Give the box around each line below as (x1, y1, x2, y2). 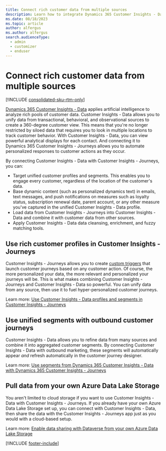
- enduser (10, 48, 30, 53)
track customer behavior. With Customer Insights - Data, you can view (5, 133, 148, 138)
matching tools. (12, 225, 44, 231)
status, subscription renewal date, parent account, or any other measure (12, 199, 160, 205)
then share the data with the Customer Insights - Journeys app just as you (5, 410, 157, 416)
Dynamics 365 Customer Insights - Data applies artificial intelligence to (5, 106, 150, 112)
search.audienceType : (5, 35, 50, 40)
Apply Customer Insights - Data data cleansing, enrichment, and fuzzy (12, 220, 156, 226)
